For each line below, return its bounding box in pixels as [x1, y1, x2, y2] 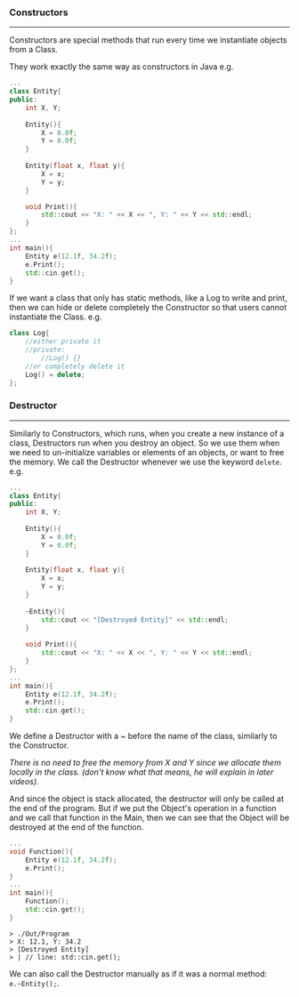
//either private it [25, 337, 101, 346]
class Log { [9, 329, 50, 338]
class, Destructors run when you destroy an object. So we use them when [9, 438, 280, 448]
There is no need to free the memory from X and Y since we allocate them [9, 758, 282, 768]
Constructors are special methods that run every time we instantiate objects [9, 35, 287, 45]
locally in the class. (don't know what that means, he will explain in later [9, 767, 274, 777]
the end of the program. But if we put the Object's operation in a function [9, 803, 277, 814]
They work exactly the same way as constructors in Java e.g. [9, 61, 234, 72]
